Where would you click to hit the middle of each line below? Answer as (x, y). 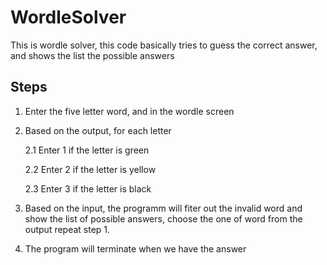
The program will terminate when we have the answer (135, 248)
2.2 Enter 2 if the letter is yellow (90, 169)
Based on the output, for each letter (98, 130)
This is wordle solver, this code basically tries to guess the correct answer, (164, 45)
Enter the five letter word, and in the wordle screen (129, 111)
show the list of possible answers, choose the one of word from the (163, 218)
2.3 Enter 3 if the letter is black (88, 188)
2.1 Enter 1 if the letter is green (87, 150)
